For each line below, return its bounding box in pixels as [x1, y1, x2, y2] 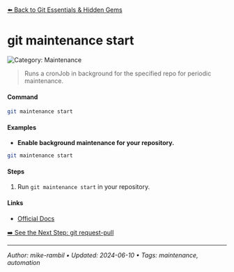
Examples [7, 123, 37, 131]
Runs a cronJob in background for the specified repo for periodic [24, 69, 212, 77]
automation [7, 258, 40, 266]
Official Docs [17, 214, 55, 222]
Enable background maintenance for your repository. [17, 139, 175, 147]
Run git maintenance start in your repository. [17, 183, 150, 191]
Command [7, 93, 38, 101]
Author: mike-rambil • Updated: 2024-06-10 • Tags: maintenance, [7, 250, 198, 259]
